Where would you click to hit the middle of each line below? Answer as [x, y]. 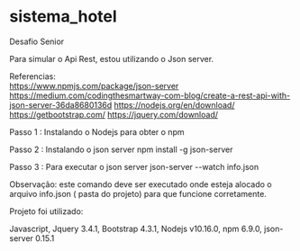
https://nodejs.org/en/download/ [174, 104]
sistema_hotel [63, 17]
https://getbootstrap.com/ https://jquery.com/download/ [114, 114]
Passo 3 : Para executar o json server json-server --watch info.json [134, 166]
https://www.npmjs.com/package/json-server [94, 85]
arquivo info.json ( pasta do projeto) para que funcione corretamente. [138, 193]
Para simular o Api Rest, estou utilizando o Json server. [112, 58]
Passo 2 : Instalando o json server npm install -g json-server [121, 149]
